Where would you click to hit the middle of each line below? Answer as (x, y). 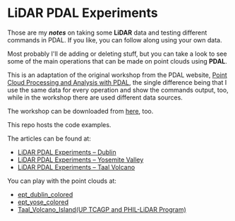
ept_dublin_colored (45, 194)
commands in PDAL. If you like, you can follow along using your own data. (115, 40)
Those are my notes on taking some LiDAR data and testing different (107, 32)
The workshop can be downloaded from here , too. (80, 111)
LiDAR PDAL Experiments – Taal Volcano (76, 167)
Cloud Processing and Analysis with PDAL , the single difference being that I (117, 82)
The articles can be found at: (49, 138)
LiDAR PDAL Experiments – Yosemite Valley (80, 160)
